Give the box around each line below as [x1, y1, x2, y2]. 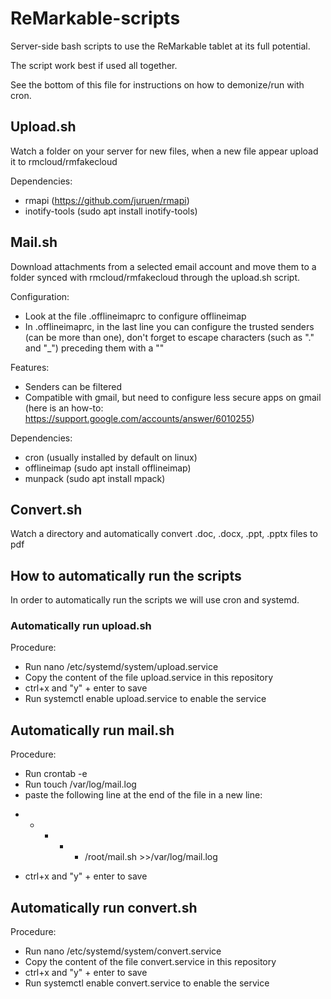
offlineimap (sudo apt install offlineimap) [24, 462, 192, 474]
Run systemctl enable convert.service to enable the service [24, 977, 270, 989]
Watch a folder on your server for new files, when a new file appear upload [10, 145, 319, 157]
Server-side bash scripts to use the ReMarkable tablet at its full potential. [10, 40, 311, 52]
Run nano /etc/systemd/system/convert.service [24, 945, 222, 957]
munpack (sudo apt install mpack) [24, 472, 166, 484]
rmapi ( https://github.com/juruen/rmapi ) [24, 194, 190, 206]
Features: [10, 361, 50, 373]
